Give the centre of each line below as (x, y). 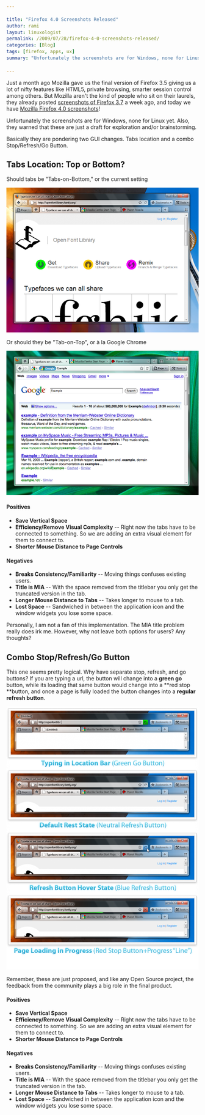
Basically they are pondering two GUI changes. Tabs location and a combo (100, 139)
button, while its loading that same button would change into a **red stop (98, 685)
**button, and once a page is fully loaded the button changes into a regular (101, 691)
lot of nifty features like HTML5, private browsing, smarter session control (99, 89)
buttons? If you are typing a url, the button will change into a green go (94, 678)
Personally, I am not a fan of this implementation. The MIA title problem (95, 625)
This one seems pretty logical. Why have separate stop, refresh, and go (96, 672)
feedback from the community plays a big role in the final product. (89, 986)
